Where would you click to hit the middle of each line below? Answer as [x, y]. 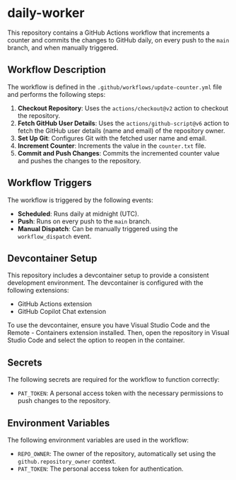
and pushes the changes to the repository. [79, 160]
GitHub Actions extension [55, 304]
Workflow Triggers [49, 183]
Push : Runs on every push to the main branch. [84, 221]
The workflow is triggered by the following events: [81, 200]
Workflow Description [57, 70]
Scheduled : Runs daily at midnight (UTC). [78, 213]
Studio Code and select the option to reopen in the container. [96, 340]
